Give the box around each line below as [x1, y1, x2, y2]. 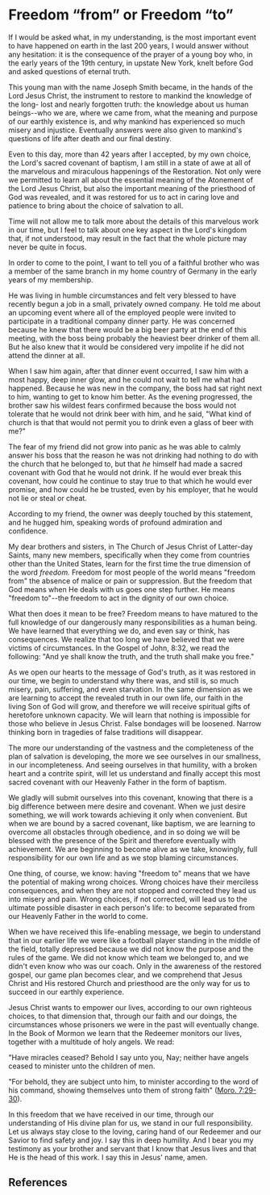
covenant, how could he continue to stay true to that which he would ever [8, 476, 252, 486]
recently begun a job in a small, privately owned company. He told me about [8, 299, 261, 308]
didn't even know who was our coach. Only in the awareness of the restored [8, 961, 262, 971]
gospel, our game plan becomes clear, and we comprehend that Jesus [8, 970, 243, 980]
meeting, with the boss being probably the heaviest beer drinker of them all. [8, 333, 260, 343]
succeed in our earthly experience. [8, 987, 125, 997]
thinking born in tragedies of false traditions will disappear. [8, 727, 203, 737]
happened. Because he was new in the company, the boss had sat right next [8, 383, 263, 393]
